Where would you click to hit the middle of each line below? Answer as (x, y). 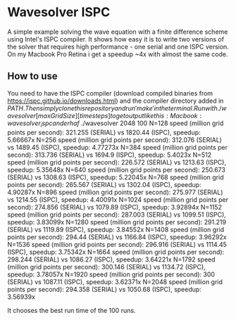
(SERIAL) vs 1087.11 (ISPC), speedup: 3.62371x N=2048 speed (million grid (115, 281)
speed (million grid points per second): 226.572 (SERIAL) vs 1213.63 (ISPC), (117, 162)
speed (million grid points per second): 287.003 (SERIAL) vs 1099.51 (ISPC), (117, 215)
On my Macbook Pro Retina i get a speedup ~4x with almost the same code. (118, 54)
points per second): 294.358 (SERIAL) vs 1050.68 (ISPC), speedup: (105, 289)
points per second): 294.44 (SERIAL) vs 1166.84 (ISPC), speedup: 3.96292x (117, 237)
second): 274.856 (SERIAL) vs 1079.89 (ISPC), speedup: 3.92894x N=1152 (115, 207)
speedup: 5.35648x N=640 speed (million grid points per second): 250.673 (116, 169)
